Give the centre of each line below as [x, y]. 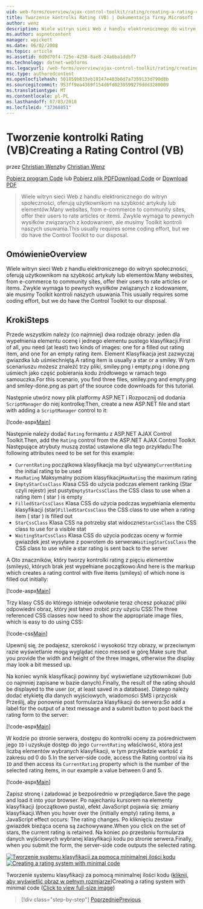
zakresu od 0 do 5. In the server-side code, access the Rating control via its [100, 758]
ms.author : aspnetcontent [39, 34]
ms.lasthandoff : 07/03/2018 [42, 102]
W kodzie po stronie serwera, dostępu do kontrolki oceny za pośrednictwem [101, 739]
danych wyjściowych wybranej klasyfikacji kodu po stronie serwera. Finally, [100, 839]
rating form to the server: [37, 715]
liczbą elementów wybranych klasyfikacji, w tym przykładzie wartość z [95, 751]
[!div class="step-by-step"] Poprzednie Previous [81, 900]
